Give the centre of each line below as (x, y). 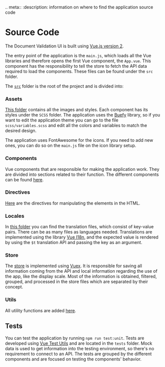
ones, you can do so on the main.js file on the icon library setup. (71, 146)
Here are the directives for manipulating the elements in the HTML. (73, 203)
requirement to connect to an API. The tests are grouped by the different (78, 354)
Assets (14, 99)
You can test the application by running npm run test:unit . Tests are (75, 338)
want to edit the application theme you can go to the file (62, 120)
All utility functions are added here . (41, 310)
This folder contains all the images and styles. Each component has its (77, 110)
